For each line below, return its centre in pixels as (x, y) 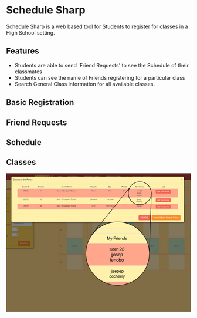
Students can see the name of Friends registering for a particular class (100, 77)
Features (23, 51)
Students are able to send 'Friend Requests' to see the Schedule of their (101, 65)
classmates (28, 72)
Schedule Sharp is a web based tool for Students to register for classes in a (97, 26)
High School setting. (30, 32)
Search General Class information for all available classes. (85, 84)
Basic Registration (40, 102)
